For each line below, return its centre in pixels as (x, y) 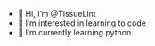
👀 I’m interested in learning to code (82, 23)
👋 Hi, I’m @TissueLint (57, 14)
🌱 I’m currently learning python (74, 32)
